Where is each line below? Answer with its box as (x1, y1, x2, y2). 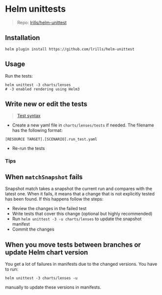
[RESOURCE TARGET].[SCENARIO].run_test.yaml (5, 137, 97, 142)
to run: (5, 266, 19, 272)
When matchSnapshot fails (5, 172, 83, 181)
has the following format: (12, 127, 63, 133)
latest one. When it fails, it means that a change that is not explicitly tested (5, 191, 155, 197)
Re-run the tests (12, 146, 45, 151)
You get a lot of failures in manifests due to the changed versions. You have (5, 261, 158, 267)
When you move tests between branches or (5, 240, 141, 249)
